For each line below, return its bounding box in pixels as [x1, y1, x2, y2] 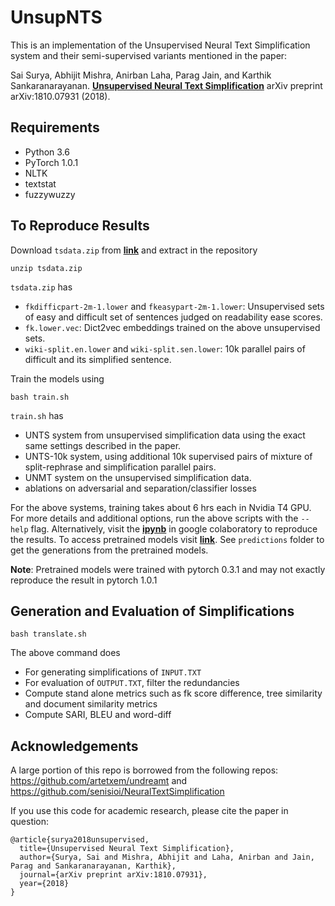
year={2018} [19, 879, 70, 889]
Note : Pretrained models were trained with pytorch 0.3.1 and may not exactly [10, 563, 326, 575]
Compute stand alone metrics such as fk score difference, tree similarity [24, 687, 323, 700]
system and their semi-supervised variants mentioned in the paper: [10, 49, 288, 61]
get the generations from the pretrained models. [10, 544, 209, 556]
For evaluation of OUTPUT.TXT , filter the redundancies [24, 677, 240, 689]
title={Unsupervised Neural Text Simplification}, [19, 844, 235, 854]
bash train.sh [10, 392, 70, 402]
